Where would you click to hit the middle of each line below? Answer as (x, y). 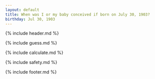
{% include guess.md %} (31, 43)
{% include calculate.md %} (34, 52)
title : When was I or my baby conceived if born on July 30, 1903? (78, 14)
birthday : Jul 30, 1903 (30, 19)
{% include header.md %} (32, 33)
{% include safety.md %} (31, 62)
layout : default (22, 10)
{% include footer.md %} (31, 72)
